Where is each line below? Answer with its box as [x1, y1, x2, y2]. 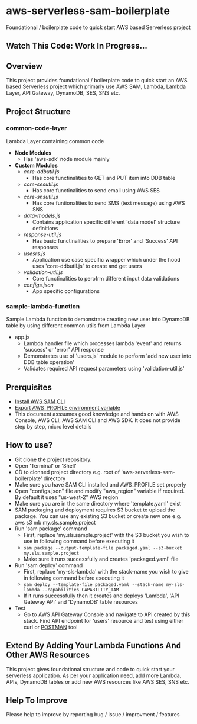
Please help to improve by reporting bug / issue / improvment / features [6, 711, 180, 718]
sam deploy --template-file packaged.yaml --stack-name [23, 581, 164, 587]
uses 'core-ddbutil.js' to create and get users [32, 262, 142, 269]
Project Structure [6, 107, 71, 117]
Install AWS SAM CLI [14, 398, 65, 405]
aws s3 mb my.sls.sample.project [14, 519, 96, 526]
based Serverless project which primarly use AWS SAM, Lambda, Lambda [6, 83, 186, 90]
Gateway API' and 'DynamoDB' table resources [23, 598, 139, 605]
